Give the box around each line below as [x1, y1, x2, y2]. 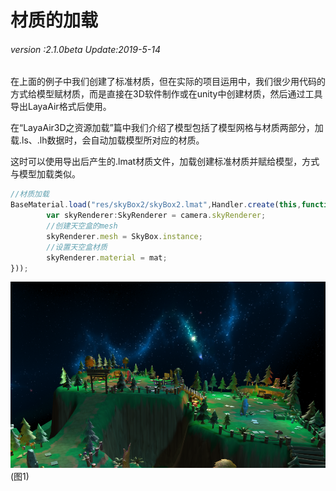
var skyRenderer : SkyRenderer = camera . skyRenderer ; [46, 211, 267, 221]
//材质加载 [10, 189, 50, 200]
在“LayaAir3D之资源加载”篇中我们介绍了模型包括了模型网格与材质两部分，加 [10, 122, 324, 134]
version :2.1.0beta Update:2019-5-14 [10, 43, 161, 55]
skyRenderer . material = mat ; [46, 252, 168, 263]
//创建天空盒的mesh [46, 221, 118, 231]
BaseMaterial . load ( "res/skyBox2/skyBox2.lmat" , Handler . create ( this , [10, 200, 302, 210]
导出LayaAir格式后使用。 [10, 101, 112, 113]
